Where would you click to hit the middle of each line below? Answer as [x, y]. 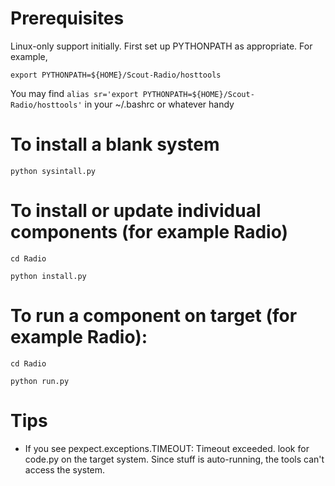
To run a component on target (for [154, 316]
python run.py [40, 381]
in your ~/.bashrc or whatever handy [159, 104]
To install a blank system [115, 144]
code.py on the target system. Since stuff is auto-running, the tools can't [174, 459]
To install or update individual [136, 211]
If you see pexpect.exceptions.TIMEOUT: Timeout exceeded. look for [167, 448]
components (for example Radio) [149, 232]
